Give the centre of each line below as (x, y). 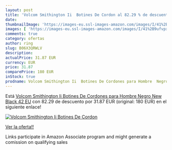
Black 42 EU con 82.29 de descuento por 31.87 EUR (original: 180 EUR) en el (86, 101)
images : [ (16, 29)
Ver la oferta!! (20, 126)
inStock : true (20, 77)
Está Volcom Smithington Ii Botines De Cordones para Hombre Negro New (84, 96)
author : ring (19, 44)
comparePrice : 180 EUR (29, 72)
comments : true (21, 34)
